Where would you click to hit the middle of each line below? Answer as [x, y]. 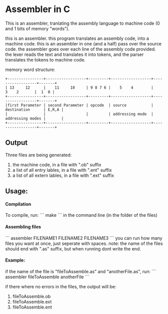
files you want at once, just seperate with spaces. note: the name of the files [84, 243]
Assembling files [23, 227]
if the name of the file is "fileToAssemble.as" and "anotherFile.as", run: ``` [81, 271]
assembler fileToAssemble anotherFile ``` [47, 277]
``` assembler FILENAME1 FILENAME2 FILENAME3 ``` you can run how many [84, 238]
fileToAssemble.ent [32, 307]
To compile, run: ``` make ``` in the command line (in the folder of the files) [81, 215]
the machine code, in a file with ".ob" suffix [57, 164]
